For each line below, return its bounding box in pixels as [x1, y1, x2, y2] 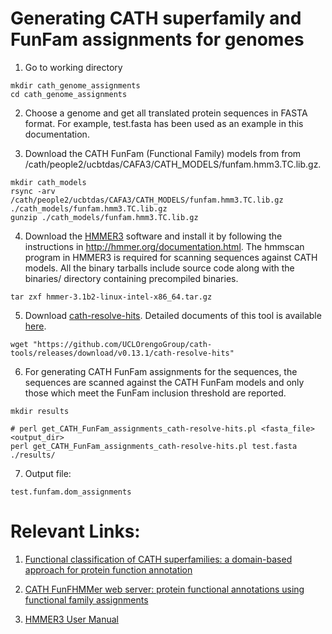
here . [24, 320, 47, 332]
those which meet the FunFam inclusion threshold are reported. [24, 387, 287, 399]
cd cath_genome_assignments [10, 89, 128, 99]
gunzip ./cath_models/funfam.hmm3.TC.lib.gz [10, 212, 199, 222]
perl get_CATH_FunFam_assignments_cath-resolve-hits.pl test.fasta [10, 441, 298, 451]
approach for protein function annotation [24, 563, 193, 576]
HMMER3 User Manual [24, 613, 119, 625]
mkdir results [10, 406, 70, 416]
